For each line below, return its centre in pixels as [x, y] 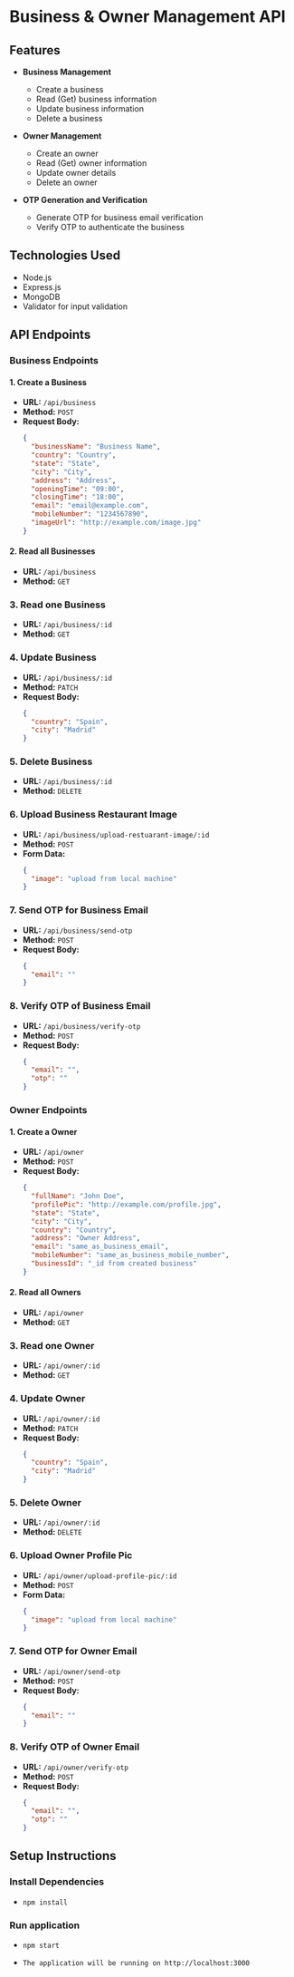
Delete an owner [66, 182]
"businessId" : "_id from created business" [114, 1264]
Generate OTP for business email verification [119, 218]
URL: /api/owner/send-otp [71, 1671]
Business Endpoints [54, 361]
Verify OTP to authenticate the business [110, 227]
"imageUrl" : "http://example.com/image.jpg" [116, 523]
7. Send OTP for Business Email [79, 910]
